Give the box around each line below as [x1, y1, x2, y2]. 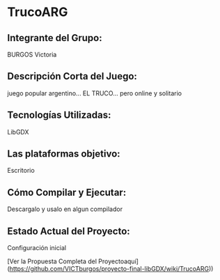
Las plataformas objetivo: [7, 148, 120, 160]
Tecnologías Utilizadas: [7, 109, 111, 121]
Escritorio [7, 166, 35, 175]
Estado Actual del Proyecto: [7, 225, 130, 237]
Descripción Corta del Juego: [7, 70, 138, 82]
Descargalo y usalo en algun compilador [7, 205, 123, 213]
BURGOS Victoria [7, 50, 57, 59]
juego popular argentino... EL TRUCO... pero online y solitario [7, 88, 182, 98]
